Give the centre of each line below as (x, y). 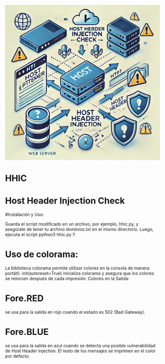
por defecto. (18, 356)
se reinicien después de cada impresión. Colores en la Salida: (67, 279)
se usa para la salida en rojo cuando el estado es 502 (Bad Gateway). (75, 312)
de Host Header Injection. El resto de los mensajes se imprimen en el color (81, 351)
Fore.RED (25, 298)
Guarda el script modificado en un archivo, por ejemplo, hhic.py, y (72, 224)
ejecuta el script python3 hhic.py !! (40, 234)
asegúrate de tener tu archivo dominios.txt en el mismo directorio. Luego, (79, 230)
